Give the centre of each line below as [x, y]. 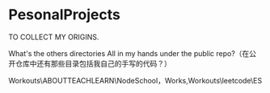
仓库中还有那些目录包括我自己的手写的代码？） [93, 63]
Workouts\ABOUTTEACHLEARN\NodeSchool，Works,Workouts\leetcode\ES [135, 80]
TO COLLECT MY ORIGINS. [54, 37]
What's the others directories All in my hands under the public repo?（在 [129, 53]
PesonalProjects [65, 15]
